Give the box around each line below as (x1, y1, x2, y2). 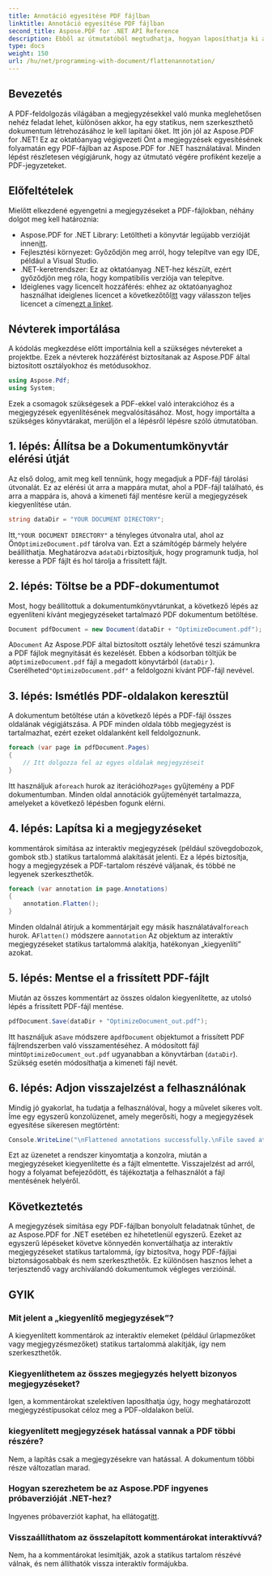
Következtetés (8, 1200, 83, 1213)
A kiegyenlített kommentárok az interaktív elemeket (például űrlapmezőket (8, 1330, 256, 1340)
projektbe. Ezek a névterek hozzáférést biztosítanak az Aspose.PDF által (8, 352, 250, 362)
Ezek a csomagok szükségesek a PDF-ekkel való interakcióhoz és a (8, 399, 235, 409)
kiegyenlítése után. (8, 500, 71, 509)
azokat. (8, 948, 33, 958)
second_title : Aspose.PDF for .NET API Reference (8, 27, 180, 35)
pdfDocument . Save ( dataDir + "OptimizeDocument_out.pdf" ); (8, 1017, 208, 1025)
